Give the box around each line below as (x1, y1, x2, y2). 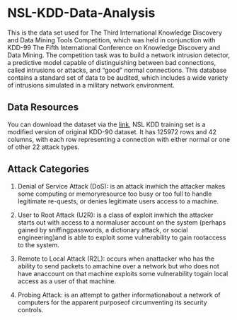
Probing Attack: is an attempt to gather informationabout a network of (17, 290, 221, 299)
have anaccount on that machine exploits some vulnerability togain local (17, 269, 229, 278)
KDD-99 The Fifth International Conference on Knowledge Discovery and (7, 43, 221, 52)
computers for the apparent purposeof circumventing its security (17, 298, 207, 307)
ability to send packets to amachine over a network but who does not (17, 261, 219, 270)
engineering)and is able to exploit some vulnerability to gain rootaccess (17, 233, 226, 242)
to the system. (17, 240, 60, 249)
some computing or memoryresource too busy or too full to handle (17, 189, 212, 198)
